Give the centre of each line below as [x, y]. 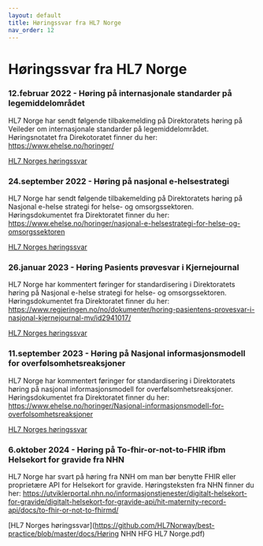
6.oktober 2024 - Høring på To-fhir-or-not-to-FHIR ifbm [117, 449]
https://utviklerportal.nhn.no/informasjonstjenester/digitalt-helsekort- [135, 493]
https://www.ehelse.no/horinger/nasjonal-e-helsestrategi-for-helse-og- [124, 223]
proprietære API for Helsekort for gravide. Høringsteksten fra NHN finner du [131, 485]
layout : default [35, 15]
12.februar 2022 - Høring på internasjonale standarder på [120, 94]
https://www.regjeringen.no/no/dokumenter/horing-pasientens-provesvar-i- [131, 310]
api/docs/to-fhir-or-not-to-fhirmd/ [64, 510]
